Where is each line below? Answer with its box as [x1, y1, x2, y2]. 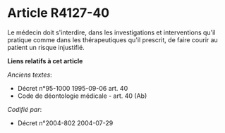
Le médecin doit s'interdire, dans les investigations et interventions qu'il [7, 28, 216, 37]
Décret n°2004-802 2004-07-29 [17, 118, 114, 127]
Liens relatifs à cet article [7, 56, 83, 65]
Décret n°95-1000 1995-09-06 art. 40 [17, 84, 128, 92]
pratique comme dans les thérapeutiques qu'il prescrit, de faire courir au [7, 35, 219, 44]
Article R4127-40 [7, 5, 110, 21]
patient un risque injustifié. [7, 43, 85, 51]
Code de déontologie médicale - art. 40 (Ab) [17, 91, 147, 100]
